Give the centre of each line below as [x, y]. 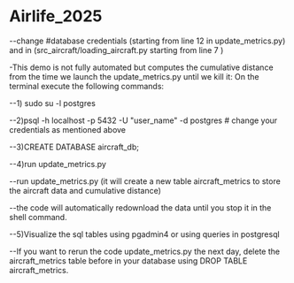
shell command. [39, 217]
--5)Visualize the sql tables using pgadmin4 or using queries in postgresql [145, 234]
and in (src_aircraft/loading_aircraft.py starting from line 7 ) [116, 50]
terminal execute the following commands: [87, 86]
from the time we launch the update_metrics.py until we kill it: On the [134, 76]
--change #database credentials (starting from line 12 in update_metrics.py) [147, 41]
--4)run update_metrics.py [58, 164]
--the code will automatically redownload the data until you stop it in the [140, 207]
